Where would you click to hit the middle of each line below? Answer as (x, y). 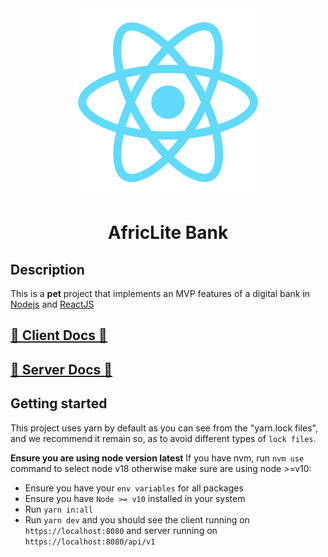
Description (47, 269)
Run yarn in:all (59, 509)
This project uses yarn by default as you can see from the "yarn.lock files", (164, 428)
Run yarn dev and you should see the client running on (137, 519)
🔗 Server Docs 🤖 (61, 369)
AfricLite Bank (168, 233)
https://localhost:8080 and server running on (121, 530)
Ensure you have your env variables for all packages (134, 488)
